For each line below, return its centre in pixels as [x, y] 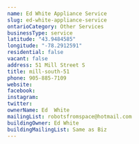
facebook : [22, 91]
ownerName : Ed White [39, 110]
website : [20, 84]
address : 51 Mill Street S [46, 65]
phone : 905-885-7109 [37, 78]
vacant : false [28, 59]
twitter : [20, 104]
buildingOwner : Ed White [43, 123]
